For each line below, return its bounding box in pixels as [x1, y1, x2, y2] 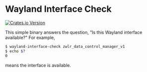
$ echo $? [5, 48, 26, 54]
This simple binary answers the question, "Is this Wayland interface [5, 29, 143, 35]
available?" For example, [5, 35, 55, 40]
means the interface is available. [5, 62, 71, 68]
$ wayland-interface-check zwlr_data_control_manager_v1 [5, 44, 125, 49]
